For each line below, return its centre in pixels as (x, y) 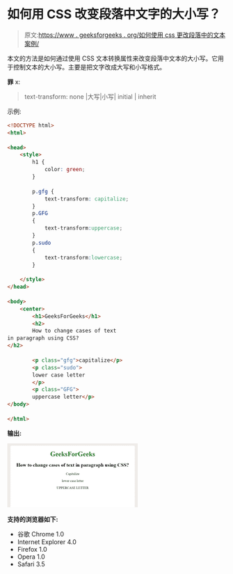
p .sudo (42, 243)
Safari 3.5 (31, 564)
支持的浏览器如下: (33, 519)
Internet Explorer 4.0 (47, 542)
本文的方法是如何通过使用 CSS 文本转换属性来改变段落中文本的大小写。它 (113, 58)
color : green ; (65, 170)
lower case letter (59, 375)
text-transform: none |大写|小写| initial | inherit (90, 96)
